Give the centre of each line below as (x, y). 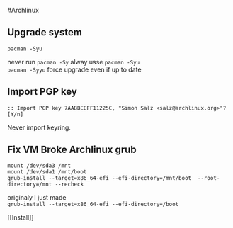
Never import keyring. (39, 127)
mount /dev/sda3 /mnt (39, 166)
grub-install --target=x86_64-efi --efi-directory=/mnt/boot (100, 178)
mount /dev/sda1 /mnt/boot (47, 172)
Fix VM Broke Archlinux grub (72, 150)
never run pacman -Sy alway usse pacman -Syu (74, 62)
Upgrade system (45, 32)
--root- (209, 178)
